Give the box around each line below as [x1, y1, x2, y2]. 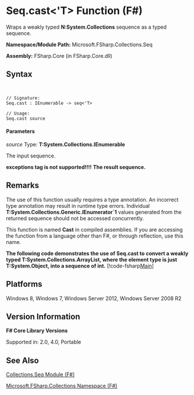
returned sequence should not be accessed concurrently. [6, 215, 144, 222]
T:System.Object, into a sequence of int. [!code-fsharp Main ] [6, 262, 154, 269]
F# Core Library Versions [6, 327, 68, 334]
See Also [6, 355, 39, 365]
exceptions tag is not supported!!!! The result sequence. [6, 163, 146, 170]
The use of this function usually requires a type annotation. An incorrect [6, 196, 179, 203]
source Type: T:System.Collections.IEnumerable [6, 140, 125, 147]
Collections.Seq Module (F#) [6, 371, 75, 378]
